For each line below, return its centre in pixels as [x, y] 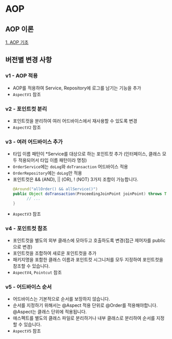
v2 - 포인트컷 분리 [26, 109]
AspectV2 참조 [27, 127]
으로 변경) [23, 247]
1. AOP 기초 [17, 42]
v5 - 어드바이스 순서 [29, 287]
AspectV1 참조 [27, 94]
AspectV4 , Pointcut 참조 [37, 273]
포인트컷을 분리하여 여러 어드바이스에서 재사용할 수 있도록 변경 [75, 121]
